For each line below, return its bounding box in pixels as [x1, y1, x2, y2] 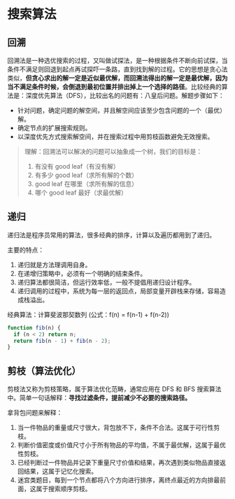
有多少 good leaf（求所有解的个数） [34, 171, 138, 179]
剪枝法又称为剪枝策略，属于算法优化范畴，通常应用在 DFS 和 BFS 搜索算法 [7, 385, 222, 393]
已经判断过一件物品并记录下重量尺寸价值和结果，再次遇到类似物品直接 [17, 458, 220, 467]
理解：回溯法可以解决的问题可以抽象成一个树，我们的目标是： [24, 148, 203, 155]
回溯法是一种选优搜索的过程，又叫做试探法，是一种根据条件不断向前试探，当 [7, 57, 228, 64]
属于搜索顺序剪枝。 [36, 484, 92, 493]
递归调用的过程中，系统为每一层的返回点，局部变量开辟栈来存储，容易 [17, 286, 220, 295]
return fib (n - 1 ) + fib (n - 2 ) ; [13, 337, 111, 344]
